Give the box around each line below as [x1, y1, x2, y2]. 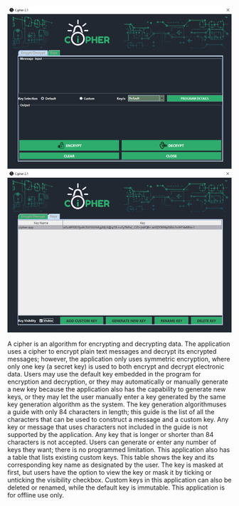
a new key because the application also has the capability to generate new [7, 384, 226, 394]
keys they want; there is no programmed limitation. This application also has [7, 445, 230, 454]
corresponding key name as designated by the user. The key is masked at [7, 460, 224, 469]
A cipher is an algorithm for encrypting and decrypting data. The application [7, 339, 230, 348]
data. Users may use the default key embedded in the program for [7, 369, 201, 378]
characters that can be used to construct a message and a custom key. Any [7, 415, 229, 423]
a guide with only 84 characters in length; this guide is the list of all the [7, 407, 215, 416]
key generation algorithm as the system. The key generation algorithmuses [7, 400, 227, 409]
